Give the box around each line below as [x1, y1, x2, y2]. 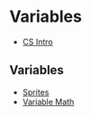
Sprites [22, 86, 50, 97]
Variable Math [22, 96, 75, 107]
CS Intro [22, 36, 53, 47]
